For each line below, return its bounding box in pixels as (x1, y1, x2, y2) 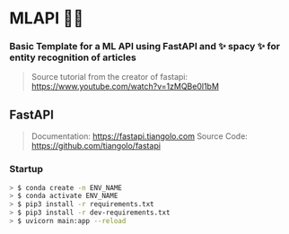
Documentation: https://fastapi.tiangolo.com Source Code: (31, 131, 249, 142)
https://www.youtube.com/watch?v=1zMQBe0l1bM (31, 81, 220, 92)
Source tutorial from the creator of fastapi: (31, 72, 188, 82)
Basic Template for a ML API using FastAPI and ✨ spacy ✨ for (9, 40, 281, 53)
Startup (9, 163, 43, 176)
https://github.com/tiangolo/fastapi (31, 141, 162, 152)
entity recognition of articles (9, 51, 136, 64)
